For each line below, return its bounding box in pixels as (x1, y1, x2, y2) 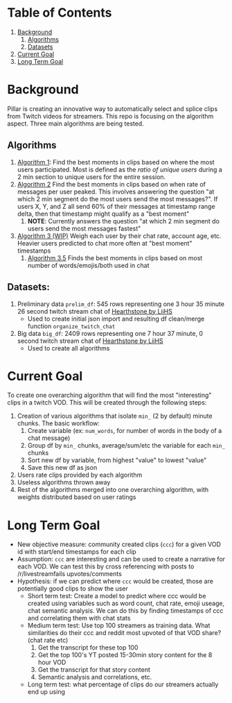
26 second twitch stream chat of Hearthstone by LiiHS (17, 307, 173, 315)
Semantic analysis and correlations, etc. (37, 673, 152, 681)
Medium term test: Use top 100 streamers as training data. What (27, 621, 211, 629)
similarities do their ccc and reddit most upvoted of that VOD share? (27, 629, 222, 637)
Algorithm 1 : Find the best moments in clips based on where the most (17, 158, 215, 166)
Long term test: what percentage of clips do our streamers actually (27, 680, 219, 688)
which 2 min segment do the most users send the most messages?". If (17, 194, 218, 203)
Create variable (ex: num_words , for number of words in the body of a (27, 427, 222, 435)
